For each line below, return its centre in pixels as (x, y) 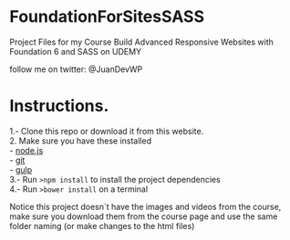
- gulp (21, 169)
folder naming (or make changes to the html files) (102, 225)
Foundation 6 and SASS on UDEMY (76, 51)
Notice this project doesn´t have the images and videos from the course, (145, 206)
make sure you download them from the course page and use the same (144, 216)
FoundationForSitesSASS (107, 17)
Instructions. (59, 106)
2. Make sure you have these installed (81, 140)
